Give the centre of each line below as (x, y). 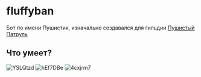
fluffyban (30, 11)
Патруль (17, 34)
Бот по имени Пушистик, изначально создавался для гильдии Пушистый (101, 28)
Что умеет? (29, 53)
